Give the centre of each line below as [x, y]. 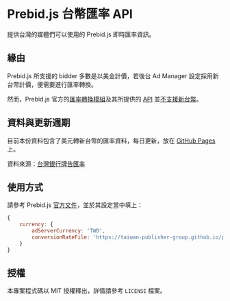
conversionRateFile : [61, 237]
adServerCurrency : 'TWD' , [69, 231]
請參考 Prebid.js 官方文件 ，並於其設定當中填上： [75, 205]
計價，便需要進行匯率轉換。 [58, 84]
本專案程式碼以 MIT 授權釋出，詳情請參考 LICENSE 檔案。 [87, 291]
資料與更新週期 [39, 123]
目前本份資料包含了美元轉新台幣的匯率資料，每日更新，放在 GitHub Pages [111, 141]
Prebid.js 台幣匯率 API [70, 14]
